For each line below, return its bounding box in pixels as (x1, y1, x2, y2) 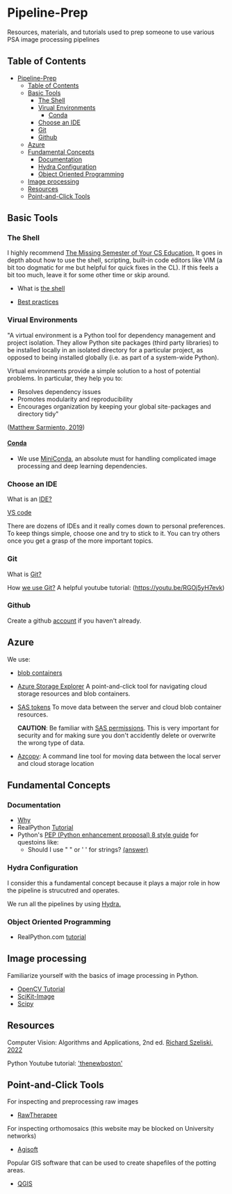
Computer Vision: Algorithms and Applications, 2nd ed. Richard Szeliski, (7, 1038, 213, 1047)
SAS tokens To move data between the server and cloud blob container (17, 703, 222, 711)
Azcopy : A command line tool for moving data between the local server (17, 752, 221, 760)
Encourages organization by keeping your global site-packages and (17, 402, 212, 411)
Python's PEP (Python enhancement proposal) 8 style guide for (17, 831, 199, 839)
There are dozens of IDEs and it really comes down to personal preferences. (7, 522, 226, 530)
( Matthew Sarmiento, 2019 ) (7, 423, 85, 432)
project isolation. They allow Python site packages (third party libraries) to (7, 338, 219, 347)
